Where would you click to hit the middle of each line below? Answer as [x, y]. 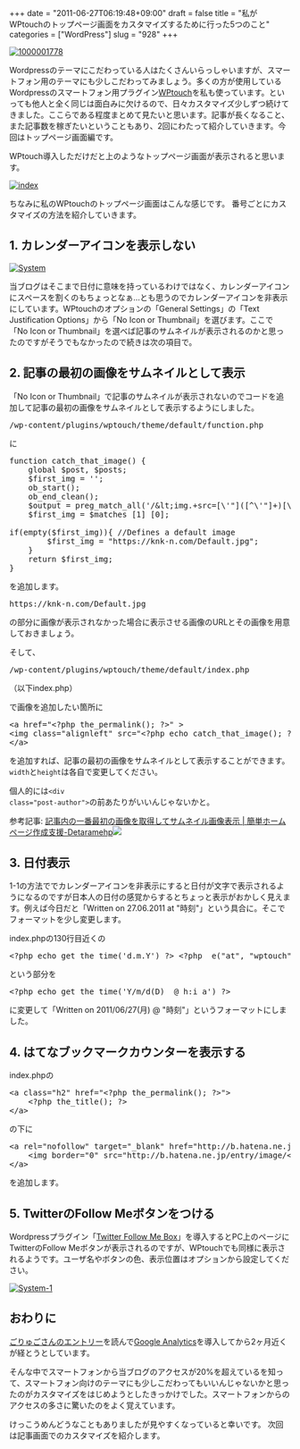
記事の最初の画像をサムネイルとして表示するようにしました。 [146, 407]
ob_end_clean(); [64, 496]
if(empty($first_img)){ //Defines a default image [122, 532]
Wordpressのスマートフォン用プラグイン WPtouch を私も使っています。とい [147, 93]
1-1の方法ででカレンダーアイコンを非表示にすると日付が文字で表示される [143, 886]
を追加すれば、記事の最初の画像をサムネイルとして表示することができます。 [150, 760]
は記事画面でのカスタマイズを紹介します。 [87, 1435]
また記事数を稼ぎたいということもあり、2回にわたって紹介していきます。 [144, 126]
